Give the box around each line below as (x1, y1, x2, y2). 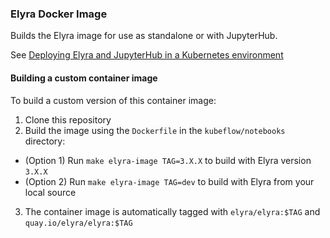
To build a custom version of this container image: (10, 94, 217, 106)
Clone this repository (24, 113, 112, 126)
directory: (24, 135, 66, 147)
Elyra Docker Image (10, 7, 108, 21)
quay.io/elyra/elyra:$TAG (24, 218, 133, 228)
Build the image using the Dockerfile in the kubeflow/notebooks (24, 124, 286, 136)
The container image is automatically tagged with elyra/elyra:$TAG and (24, 205, 321, 217)
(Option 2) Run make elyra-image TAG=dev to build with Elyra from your (24, 175, 315, 187)
